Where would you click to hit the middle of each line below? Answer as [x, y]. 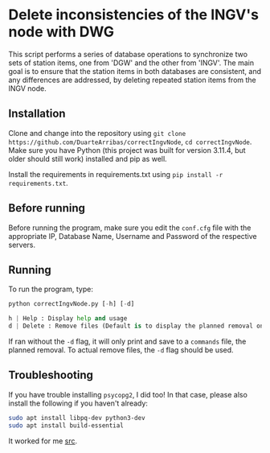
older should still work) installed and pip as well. [88, 159]
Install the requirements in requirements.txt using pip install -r [116, 174]
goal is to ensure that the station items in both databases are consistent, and [135, 71]
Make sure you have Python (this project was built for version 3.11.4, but [127, 150]
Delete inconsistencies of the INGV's [134, 15]
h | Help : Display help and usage [68, 319]
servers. [22, 245]
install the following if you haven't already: [78, 403]
